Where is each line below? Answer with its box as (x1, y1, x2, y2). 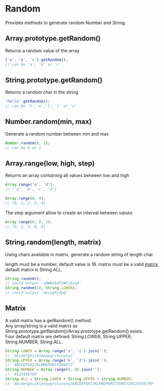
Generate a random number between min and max (5, 131, 109, 137)
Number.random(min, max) (5, 118, 92, 126)
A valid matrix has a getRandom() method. (5, 317, 92, 323)
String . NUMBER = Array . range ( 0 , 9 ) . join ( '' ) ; (5, 367, 102, 372)
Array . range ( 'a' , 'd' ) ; (5, 182, 55, 187)
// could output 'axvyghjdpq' (5, 290, 68, 296)
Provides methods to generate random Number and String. (5, 20, 126, 26)
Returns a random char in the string (5, 89, 78, 95)
